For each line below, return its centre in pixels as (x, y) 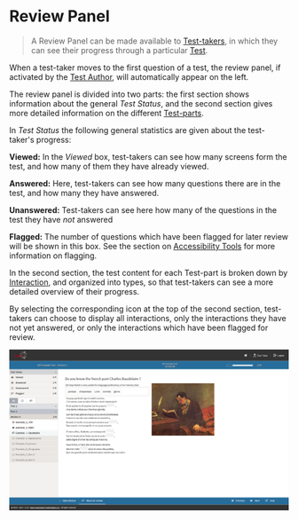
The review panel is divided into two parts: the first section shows (129, 94)
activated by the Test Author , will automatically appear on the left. (129, 76)
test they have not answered (61, 219)
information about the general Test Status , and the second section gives (141, 103)
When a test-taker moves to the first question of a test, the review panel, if (145, 67)
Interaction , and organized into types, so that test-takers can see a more (141, 282)
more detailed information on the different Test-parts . (106, 113)
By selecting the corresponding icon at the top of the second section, (136, 309)
